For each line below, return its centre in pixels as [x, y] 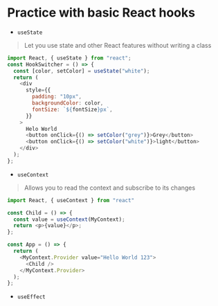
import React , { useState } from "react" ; [69, 58]
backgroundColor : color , [68, 103]
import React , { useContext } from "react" [71, 200]
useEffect [31, 297]
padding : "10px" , [57, 97]
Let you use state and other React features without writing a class [118, 45]
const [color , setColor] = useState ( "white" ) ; [82, 71]
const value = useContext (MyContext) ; [70, 219]
